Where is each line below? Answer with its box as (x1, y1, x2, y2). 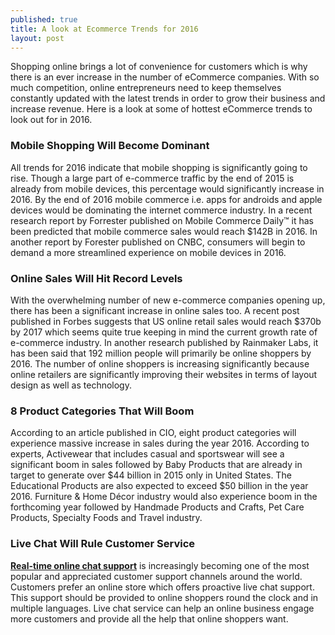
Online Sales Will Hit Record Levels (10, 271, 183, 285)
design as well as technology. (10, 379, 132, 391)
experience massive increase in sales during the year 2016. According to (10, 437, 310, 450)
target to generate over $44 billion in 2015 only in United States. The (10, 469, 292, 481)
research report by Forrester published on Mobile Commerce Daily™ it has (10, 214, 314, 226)
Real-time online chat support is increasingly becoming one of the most (10, 559, 310, 571)
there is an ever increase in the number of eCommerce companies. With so (10, 71, 320, 83)
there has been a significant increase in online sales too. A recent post (10, 304, 300, 316)
